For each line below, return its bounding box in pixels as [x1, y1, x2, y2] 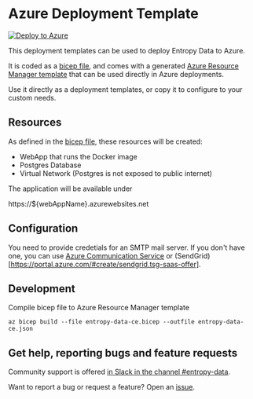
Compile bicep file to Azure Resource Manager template [8, 303, 190, 313]
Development [8, 282, 76, 295]
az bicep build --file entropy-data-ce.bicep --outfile [8, 318, 195, 326]
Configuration [8, 221, 79, 236]
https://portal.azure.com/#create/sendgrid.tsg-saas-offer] [10, 259, 200, 269]
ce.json [8, 325, 34, 333]
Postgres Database [19, 160, 82, 170]
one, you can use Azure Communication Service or [8, 251, 174, 260]
